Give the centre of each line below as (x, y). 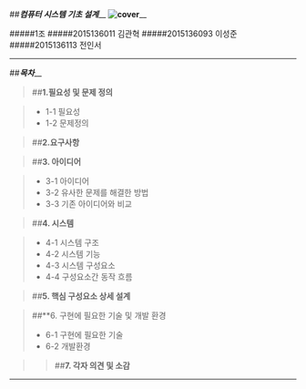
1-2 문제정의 (67, 123)
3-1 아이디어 (67, 181)
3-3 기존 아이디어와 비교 (88, 204)
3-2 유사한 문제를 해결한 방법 (97, 192)
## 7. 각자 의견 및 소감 (92, 365)
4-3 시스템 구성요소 (80, 265)
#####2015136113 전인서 (56, 45)
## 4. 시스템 (53, 223)
